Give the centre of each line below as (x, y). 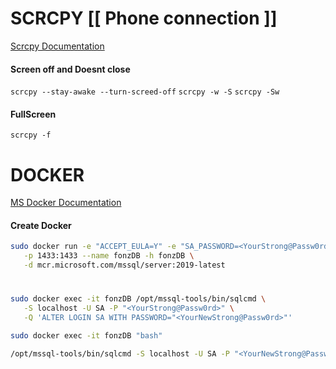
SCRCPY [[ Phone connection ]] (144, 18)
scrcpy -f (31, 135)
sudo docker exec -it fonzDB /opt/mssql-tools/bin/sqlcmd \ (138, 299)
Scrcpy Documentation (57, 46)
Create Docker (41, 225)
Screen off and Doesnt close (70, 69)
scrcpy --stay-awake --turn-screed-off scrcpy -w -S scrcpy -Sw (145, 92)
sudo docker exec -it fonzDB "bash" (86, 335)
